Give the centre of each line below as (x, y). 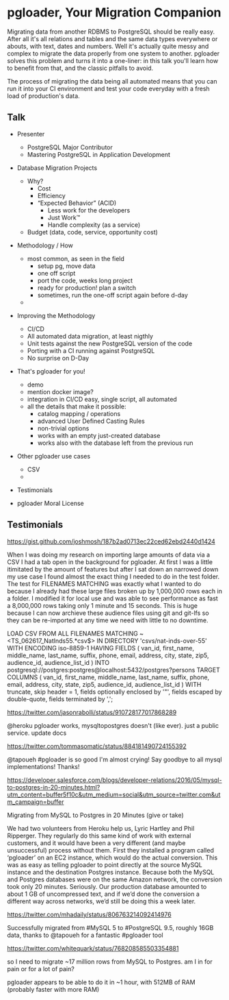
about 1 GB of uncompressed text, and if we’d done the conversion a (103, 894)
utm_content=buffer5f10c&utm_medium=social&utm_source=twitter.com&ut (114, 794)
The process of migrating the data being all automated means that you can (112, 81)
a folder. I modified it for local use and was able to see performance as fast (113, 598)
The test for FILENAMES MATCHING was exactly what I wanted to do (104, 583)
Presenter (31, 134)
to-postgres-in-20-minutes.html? (54, 787)
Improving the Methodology (56, 315)
